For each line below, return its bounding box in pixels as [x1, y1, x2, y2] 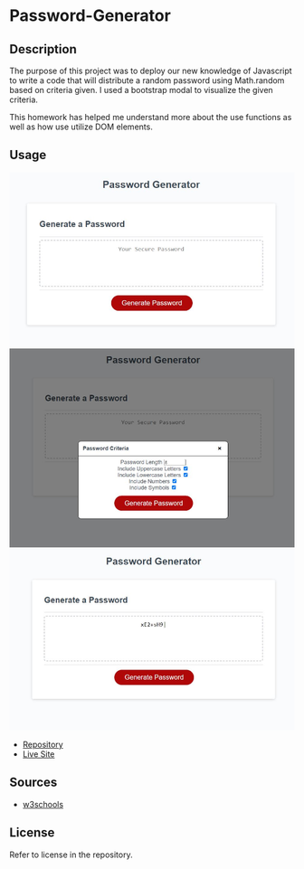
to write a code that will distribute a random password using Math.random [9, 75, 285, 86]
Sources [9, 775, 58, 790]
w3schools [22, 798, 64, 809]
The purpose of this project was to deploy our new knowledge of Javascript [9, 65, 292, 76]
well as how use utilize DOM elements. [9, 121, 154, 132]
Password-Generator [9, 5, 172, 26]
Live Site [22, 749, 55, 760]
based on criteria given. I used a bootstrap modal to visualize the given [9, 85, 273, 95]
